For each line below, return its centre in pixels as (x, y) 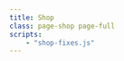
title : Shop (32, 17)
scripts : (26, 34)
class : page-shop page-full (62, 26)
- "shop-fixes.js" (60, 43)
